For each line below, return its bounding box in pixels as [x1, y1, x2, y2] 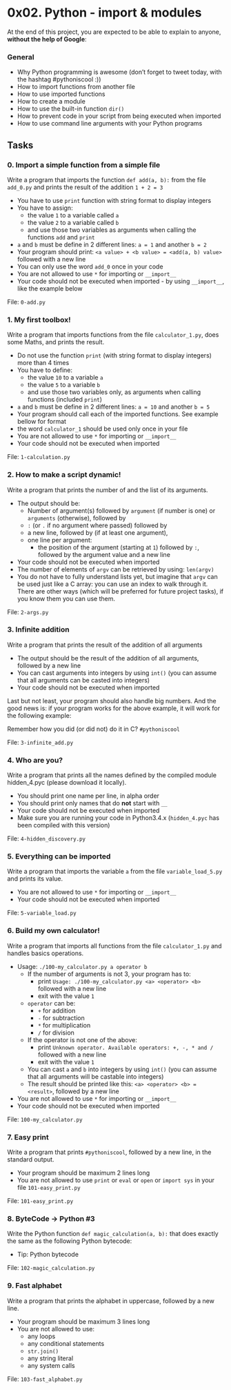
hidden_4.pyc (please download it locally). [7, 779, 127, 787]
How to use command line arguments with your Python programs [17, 119, 203, 128]
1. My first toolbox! [7, 315, 71, 324]
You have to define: [17, 366, 73, 374]
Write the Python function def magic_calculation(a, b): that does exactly [7, 1230, 219, 1238]
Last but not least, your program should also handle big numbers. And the [7, 696, 217, 705]
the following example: [7, 711, 72, 719]
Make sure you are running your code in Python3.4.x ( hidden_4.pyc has [17, 814, 219, 822]
